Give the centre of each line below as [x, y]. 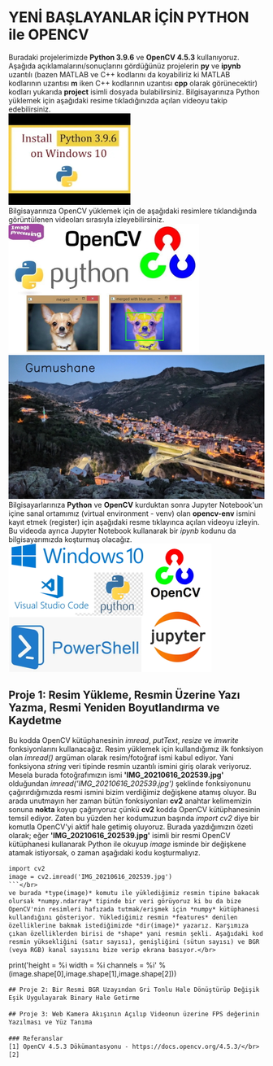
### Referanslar [36, 1038]
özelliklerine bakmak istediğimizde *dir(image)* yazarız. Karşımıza [129, 925]
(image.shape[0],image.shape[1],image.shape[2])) [93, 973]
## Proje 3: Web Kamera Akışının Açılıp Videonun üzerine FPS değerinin [134, 1014]
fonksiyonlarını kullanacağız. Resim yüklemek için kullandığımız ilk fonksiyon [136, 749]
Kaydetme [35, 721]
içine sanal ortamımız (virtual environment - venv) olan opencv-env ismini [132, 513]
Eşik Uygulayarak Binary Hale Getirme [74, 998]
